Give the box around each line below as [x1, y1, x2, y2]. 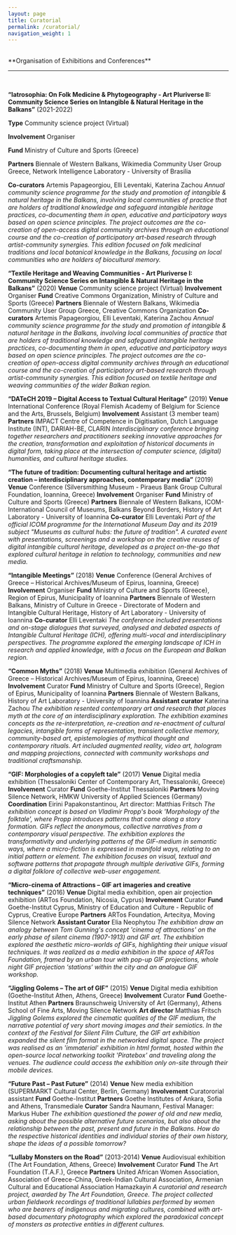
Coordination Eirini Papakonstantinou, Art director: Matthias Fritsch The [8, 800, 216, 809]
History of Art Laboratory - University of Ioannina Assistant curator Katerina [8, 697, 229, 705]
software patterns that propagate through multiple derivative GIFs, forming [8, 860, 225, 868]
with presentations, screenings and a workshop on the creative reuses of [8, 535, 220, 544]
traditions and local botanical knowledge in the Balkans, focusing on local [8, 248, 222, 256]
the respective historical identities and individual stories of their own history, [8, 1132, 229, 1140]
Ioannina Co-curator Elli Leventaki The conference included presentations [8, 616, 223, 625]
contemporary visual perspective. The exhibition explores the [8, 830, 185, 838]
